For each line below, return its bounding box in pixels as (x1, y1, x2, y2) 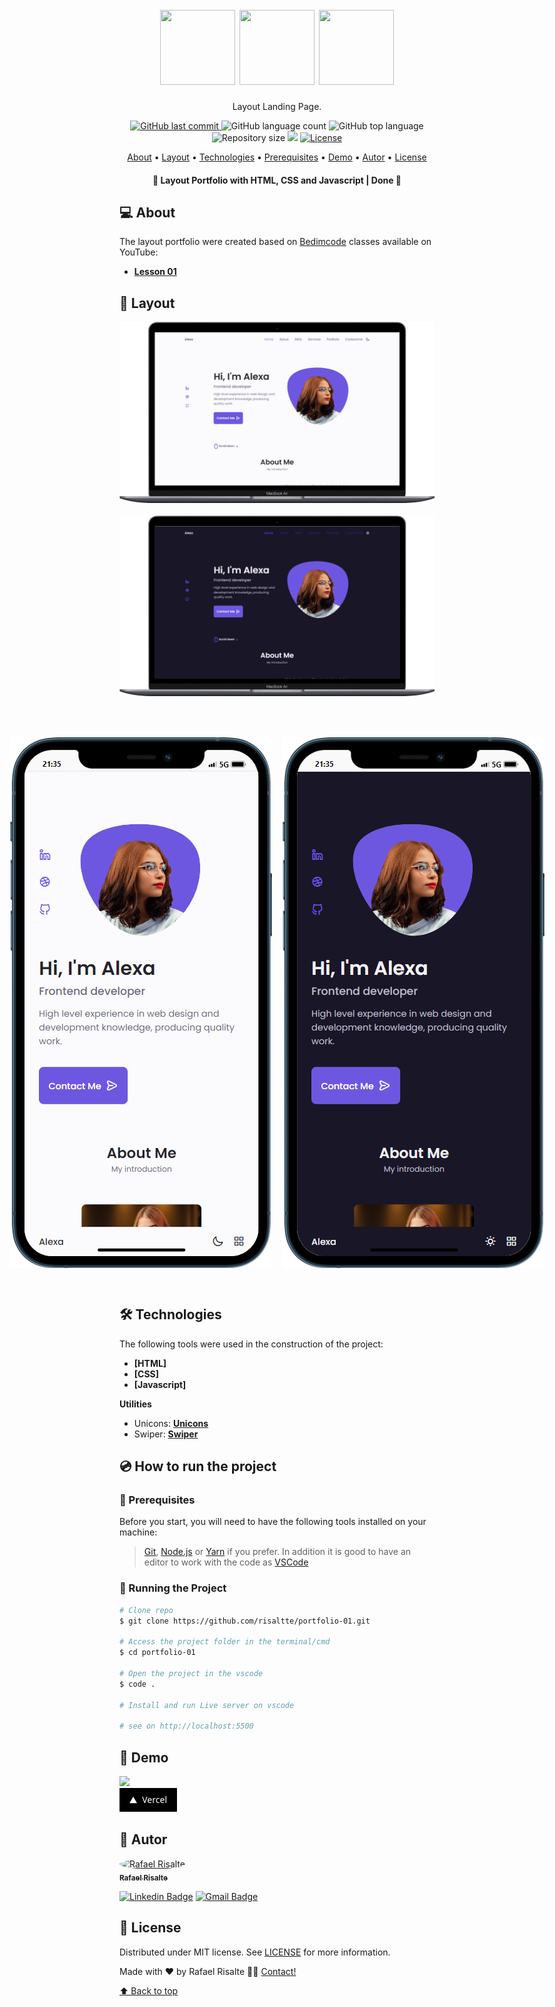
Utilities (119, 1398, 152, 1410)
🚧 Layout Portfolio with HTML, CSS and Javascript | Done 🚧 (152, 174, 402, 186)
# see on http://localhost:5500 (119, 1721, 254, 1732)
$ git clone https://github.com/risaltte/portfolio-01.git (119, 1616, 371, 1626)
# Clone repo (119, 1605, 174, 1615)
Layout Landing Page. (232, 100, 322, 112)
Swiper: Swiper (133, 1428, 199, 1440)
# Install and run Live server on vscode (119, 1700, 295, 1710)
